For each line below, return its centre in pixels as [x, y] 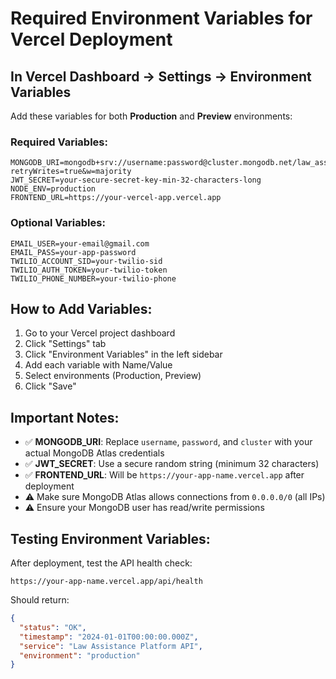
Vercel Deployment [91, 39]
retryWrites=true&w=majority [71, 172]
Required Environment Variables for [161, 18]
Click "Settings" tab [65, 344]
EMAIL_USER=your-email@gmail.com [80, 243]
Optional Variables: [58, 223]
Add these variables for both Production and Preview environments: [151, 116]
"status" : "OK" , [53, 627]
